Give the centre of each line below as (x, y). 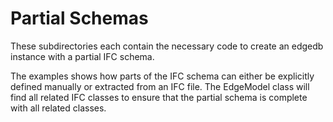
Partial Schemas (79, 18)
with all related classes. (58, 108)
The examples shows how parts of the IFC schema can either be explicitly (162, 76)
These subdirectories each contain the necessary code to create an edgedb (167, 46)
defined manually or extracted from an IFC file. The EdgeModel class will (160, 86)
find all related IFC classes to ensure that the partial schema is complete (159, 97)
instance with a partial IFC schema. (82, 56)
